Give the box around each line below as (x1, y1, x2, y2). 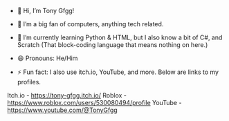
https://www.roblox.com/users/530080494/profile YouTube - (7, 99, 182, 106)
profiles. (17, 78, 42, 86)
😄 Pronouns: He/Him (17, 54, 78, 62)
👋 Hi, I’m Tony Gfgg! (17, 7, 75, 15)
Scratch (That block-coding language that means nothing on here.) (17, 41, 208, 48)
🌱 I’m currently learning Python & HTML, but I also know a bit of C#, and (17, 33, 223, 41)
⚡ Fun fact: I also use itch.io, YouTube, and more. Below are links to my (17, 68, 219, 76)
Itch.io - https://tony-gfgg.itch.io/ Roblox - (7, 91, 127, 100)
